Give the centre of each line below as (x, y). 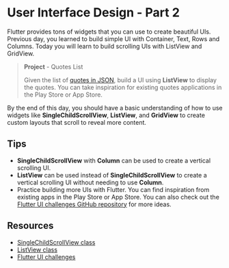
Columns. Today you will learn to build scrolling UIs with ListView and (105, 46)
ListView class (37, 249)
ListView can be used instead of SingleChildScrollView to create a (112, 175)
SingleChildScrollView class (56, 242)
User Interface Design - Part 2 (93, 13)
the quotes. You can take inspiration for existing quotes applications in (123, 87)
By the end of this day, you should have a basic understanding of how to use (115, 108)
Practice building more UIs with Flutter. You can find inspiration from (113, 189)
